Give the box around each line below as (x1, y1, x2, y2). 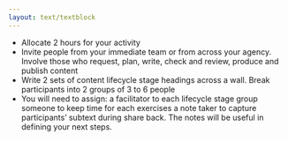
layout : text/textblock (8, 12, 96, 22)
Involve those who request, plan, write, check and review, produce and (20, 56, 279, 66)
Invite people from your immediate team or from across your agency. (20, 46, 271, 57)
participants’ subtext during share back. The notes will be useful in (20, 112, 264, 122)
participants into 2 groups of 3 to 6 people (20, 84, 176, 94)
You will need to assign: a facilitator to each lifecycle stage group (20, 93, 258, 104)
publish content (20, 65, 79, 76)
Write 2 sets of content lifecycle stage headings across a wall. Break (20, 74, 270, 85)
